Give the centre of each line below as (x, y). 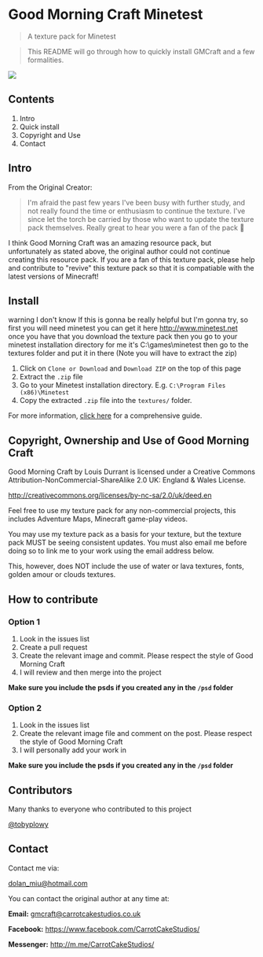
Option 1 (24, 622)
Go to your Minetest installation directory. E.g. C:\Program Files (122, 385)
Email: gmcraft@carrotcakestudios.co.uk (75, 914)
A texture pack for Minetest (71, 36)
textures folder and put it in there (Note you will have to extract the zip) (123, 353)
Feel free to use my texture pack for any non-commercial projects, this (122, 511)
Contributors (40, 790)
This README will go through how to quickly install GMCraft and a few (141, 51)
